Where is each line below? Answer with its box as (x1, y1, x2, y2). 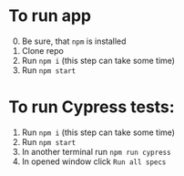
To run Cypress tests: (8, 97, 175, 118)
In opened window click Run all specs (21, 156, 167, 167)
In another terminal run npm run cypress (21, 146, 171, 157)
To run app (8, 5, 92, 26)
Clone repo (21, 45, 65, 56)
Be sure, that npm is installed (21, 36, 127, 47)
